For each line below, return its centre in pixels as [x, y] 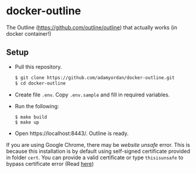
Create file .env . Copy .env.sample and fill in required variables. [92, 95]
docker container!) [29, 33]
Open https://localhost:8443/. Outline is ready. [72, 133]
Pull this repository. [38, 67]
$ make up [27, 122]
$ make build [31, 117]
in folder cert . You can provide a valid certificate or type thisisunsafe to [95, 157]
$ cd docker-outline [40, 83]
